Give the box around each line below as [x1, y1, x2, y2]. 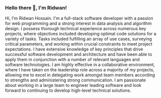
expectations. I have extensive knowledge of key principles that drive [5, 46, 143, 52]
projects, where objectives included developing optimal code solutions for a [5, 31, 157, 37]
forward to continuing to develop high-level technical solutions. [5, 87, 131, 94]
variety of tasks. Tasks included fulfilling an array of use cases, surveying [5, 36, 152, 42]
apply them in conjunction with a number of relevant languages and [5, 57, 140, 63]
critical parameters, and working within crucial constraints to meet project [5, 41, 153, 47]
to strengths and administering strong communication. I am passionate [5, 77, 146, 83]
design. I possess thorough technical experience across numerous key [5, 26, 146, 32]
